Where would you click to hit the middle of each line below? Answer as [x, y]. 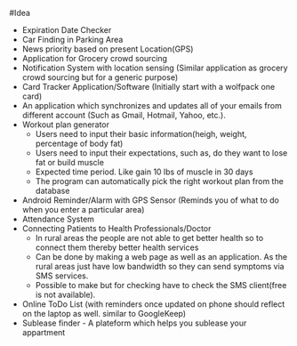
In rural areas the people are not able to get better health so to [149, 238]
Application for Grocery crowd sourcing [94, 58]
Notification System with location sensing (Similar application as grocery [155, 68]
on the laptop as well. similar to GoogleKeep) [104, 314]
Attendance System [58, 219]
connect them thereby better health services [117, 247]
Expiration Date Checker [67, 30]
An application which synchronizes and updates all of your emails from [152, 105]
